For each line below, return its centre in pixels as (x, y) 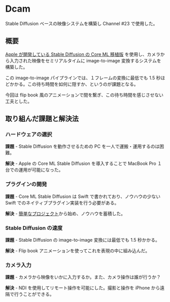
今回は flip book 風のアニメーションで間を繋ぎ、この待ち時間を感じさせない (84, 95)
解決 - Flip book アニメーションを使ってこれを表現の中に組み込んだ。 (78, 251)
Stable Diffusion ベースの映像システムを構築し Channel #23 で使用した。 (81, 23)
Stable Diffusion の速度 (34, 228)
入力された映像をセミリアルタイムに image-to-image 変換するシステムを (85, 60)
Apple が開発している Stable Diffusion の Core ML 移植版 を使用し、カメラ (83, 54)
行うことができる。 (34, 294)
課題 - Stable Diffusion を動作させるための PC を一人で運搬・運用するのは (82, 146)
